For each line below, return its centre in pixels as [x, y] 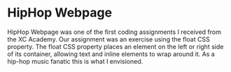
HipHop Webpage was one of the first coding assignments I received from [114, 32]
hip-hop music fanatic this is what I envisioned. [75, 61]
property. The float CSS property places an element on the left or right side [115, 46]
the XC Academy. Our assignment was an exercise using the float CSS [108, 39]
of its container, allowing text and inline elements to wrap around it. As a [111, 54]
